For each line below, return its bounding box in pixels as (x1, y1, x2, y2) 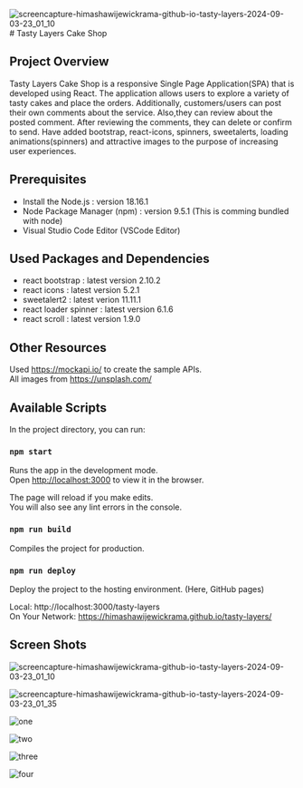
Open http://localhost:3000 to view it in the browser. (9, 474, 204, 485)
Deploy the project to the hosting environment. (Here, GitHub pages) (9, 583, 265, 594)
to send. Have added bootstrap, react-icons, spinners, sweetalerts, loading (9, 126, 289, 137)
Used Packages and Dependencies (9, 251, 210, 267)
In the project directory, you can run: (9, 424, 146, 435)
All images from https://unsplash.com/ (9, 374, 152, 384)
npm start (9, 446, 52, 457)
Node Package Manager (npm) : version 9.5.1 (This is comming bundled (22, 205, 289, 217)
